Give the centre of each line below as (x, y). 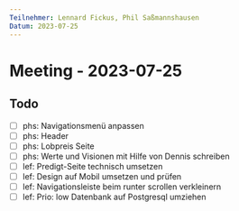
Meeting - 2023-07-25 (96, 71)
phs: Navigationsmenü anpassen (83, 125)
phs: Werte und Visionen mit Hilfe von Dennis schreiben (126, 156)
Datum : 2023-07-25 (44, 26)
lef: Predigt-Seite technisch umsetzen (92, 166)
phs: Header (46, 135)
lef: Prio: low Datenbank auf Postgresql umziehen (114, 197)
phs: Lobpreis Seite (58, 146)
